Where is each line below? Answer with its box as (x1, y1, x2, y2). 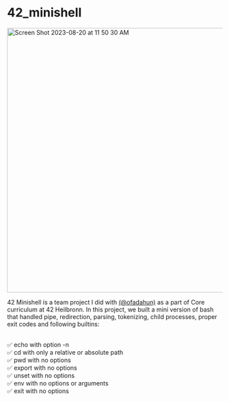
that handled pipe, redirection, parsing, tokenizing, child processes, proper (7, 312, 217, 320)
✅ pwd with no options (7, 355, 72, 364)
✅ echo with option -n (7, 340, 70, 348)
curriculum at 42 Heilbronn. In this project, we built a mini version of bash (7, 305, 214, 314)
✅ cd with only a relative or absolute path (7, 348, 124, 356)
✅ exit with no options (7, 386, 70, 395)
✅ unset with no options (7, 371, 75, 379)
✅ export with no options (7, 364, 77, 372)
